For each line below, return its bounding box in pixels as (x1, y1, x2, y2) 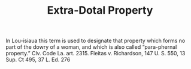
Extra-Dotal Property (47, 4, 153, 17)
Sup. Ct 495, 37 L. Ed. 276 (5, 56, 71, 63)
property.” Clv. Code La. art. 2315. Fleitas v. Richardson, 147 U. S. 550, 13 (5, 50, 186, 57)
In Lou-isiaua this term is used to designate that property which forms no (5, 37, 186, 45)
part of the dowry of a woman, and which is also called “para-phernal (5, 43, 177, 51)
